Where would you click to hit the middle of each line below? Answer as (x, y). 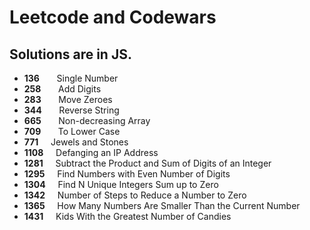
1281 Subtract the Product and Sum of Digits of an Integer (147, 163)
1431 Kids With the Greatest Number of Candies (127, 216)
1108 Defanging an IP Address (91, 152)
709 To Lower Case (72, 131)
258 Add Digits (62, 89)
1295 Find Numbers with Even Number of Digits (127, 174)
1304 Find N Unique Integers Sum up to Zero (121, 184)
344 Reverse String (71, 110)
